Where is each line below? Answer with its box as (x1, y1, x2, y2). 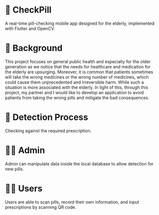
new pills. (5, 166, 24, 172)
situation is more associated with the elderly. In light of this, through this (5, 84, 148, 90)
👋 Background (5, 43, 63, 54)
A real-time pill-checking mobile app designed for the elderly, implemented (5, 20, 155, 26)
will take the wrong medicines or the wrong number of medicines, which (5, 74, 149, 80)
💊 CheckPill (5, 4, 52, 16)
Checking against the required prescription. (5, 128, 92, 133)
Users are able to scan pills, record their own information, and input (5, 199, 139, 205)
